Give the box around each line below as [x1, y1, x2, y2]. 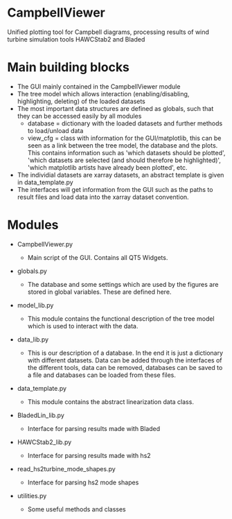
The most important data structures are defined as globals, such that [17, 104, 214, 112]
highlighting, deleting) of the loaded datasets [17, 97, 145, 105]
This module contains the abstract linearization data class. [27, 397, 194, 406]
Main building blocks [7, 60, 130, 76]
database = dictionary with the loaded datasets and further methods [27, 119, 223, 127]
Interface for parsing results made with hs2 [27, 451, 151, 459]
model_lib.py [17, 301, 54, 309]
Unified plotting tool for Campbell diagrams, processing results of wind [7, 28, 210, 36]
